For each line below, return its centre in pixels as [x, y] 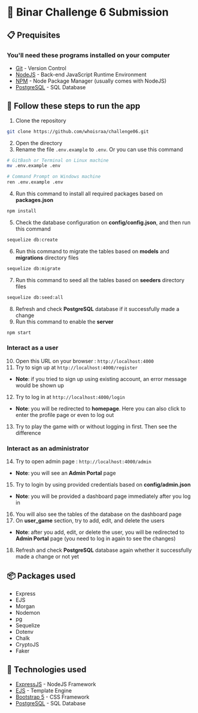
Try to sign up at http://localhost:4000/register [77, 367]
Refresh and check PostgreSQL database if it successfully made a [98, 309]
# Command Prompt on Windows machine [54, 177]
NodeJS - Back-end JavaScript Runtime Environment [81, 74]
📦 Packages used [41, 576]
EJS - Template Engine [44, 690]
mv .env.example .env [34, 166]
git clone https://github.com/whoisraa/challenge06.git [78, 131]
